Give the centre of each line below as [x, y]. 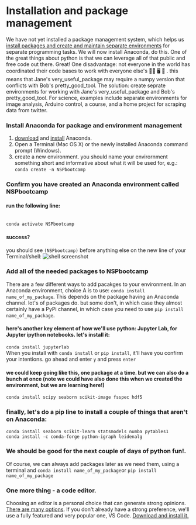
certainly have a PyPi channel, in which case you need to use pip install [95, 309]
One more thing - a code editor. [51, 491]
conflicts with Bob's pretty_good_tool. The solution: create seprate [86, 85]
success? [18, 237]
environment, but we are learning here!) [56, 385]
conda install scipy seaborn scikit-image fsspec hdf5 [74, 398]
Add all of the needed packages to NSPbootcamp [77, 271]
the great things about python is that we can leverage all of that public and [96, 58]
